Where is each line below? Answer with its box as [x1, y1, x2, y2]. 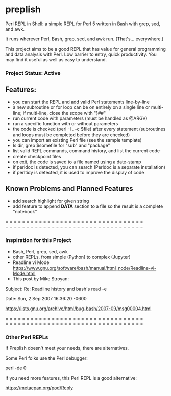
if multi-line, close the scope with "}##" [22, 109, 106, 116]
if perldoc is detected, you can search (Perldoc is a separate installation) [12, 164, 166, 170]
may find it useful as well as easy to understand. [5, 56, 107, 62]
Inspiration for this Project [5, 237, 71, 244]
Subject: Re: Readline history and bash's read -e [5, 285, 107, 292]
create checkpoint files [12, 153, 61, 159]
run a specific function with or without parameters [12, 120, 118, 126]
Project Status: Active [5, 69, 61, 76]
